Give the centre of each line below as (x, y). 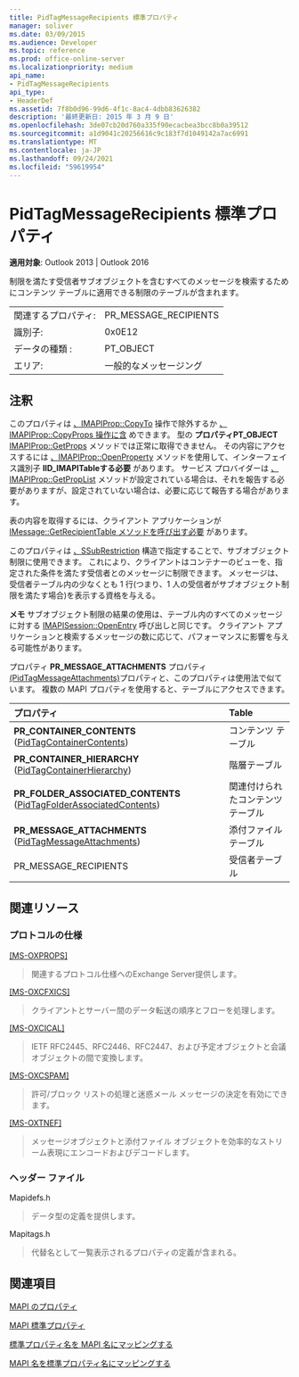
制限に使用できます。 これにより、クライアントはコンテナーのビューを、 (142, 562)
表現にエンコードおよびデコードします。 (120, 1152)
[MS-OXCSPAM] (39, 1075)
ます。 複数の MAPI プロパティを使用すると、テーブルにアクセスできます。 (153, 689)
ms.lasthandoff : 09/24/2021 (61, 158)
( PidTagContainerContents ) (71, 742)
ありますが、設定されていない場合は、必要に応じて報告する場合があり (153, 491)
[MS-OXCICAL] (37, 1028)
